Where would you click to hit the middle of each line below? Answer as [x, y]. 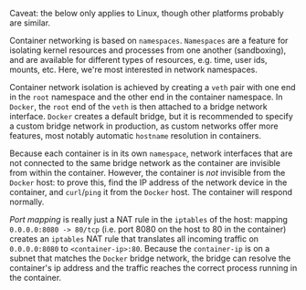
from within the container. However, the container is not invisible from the [148, 173]
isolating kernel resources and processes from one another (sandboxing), [148, 50]
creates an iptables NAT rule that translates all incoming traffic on [134, 239]
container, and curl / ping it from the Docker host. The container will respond [151, 192]
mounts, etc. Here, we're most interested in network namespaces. [133, 69]
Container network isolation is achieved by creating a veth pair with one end [153, 87]
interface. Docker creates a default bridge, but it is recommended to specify [152, 116]
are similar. [30, 23]
